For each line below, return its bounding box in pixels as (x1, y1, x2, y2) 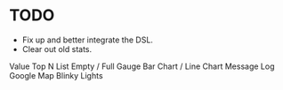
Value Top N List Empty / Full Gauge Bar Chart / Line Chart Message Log (9, 61, 275, 71)
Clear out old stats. (21, 43, 93, 54)
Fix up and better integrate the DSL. (21, 34, 154, 45)
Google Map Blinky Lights (9, 70, 104, 80)
